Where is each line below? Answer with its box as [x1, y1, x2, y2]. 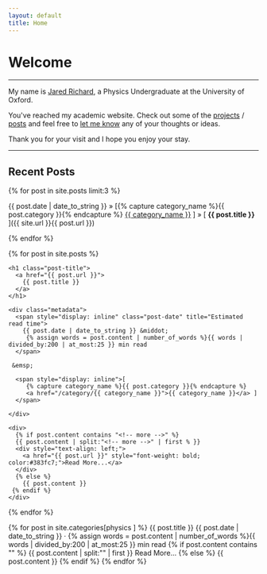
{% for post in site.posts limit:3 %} [8, 186, 121, 195]
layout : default [8, 11, 62, 20]
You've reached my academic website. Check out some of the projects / [8, 110, 245, 120]
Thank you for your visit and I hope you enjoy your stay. [8, 134, 191, 144]
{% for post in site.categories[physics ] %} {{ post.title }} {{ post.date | [8, 523, 239, 533]
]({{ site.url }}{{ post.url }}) [8, 218, 95, 228]
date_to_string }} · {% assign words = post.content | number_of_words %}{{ [8, 531, 256, 541]
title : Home [8, 19, 48, 27]
